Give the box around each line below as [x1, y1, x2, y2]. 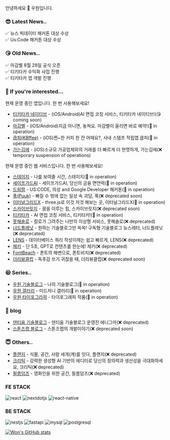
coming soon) [12, 117, 42, 123]
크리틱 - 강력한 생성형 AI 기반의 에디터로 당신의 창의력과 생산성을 [12, 357, 141, 363]
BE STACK [5, 408, 32, 414]
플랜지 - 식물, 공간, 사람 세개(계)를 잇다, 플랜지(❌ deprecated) [12, 351, 137, 357]
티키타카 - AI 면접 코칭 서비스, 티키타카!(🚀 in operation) [12, 212, 124, 218]
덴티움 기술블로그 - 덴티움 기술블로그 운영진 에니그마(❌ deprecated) [12, 319, 149, 326]
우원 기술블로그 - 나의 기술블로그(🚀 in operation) [12, 281, 110, 288]
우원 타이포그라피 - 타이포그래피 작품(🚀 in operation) [12, 294, 118, 300]
